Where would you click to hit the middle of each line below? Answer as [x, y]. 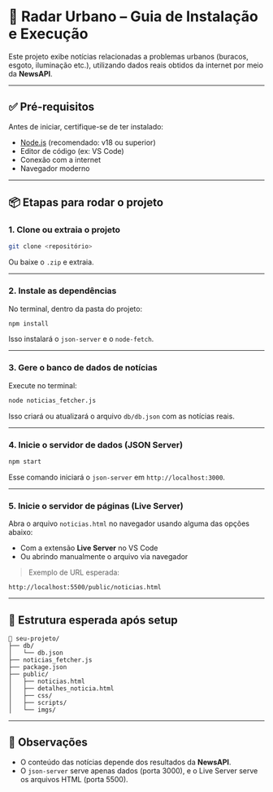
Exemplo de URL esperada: [74, 572]
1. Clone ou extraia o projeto [64, 230]
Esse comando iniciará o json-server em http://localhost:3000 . [117, 477]
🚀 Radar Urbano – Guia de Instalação [133, 17]
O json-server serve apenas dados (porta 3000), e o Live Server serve [139, 770]
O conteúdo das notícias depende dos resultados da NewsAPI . [126, 762]
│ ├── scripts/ [38, 702]
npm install [28, 324]
